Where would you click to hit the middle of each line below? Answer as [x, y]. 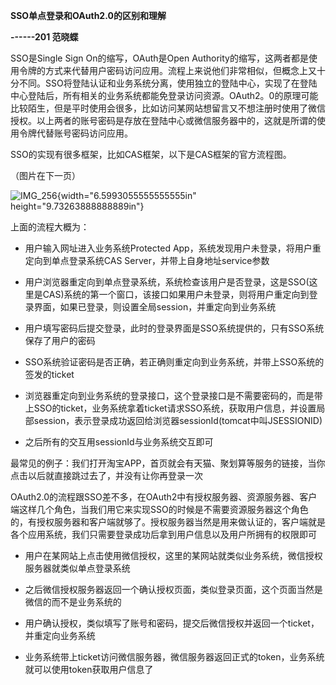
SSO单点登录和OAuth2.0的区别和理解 [88, 15]
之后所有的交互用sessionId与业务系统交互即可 [119, 442]
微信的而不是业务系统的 [73, 602]
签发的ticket [49, 374]
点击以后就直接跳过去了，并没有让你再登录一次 [106, 475]
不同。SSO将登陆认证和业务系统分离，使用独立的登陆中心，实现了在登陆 [168, 83]
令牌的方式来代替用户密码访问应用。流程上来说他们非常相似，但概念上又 [167, 70]
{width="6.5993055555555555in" [126, 195]
